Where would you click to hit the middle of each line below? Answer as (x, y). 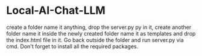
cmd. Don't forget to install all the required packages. (72, 46)
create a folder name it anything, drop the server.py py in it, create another (99, 27)
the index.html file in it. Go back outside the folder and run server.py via (95, 40)
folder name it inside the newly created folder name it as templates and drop (101, 33)
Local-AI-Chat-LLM (56, 11)
